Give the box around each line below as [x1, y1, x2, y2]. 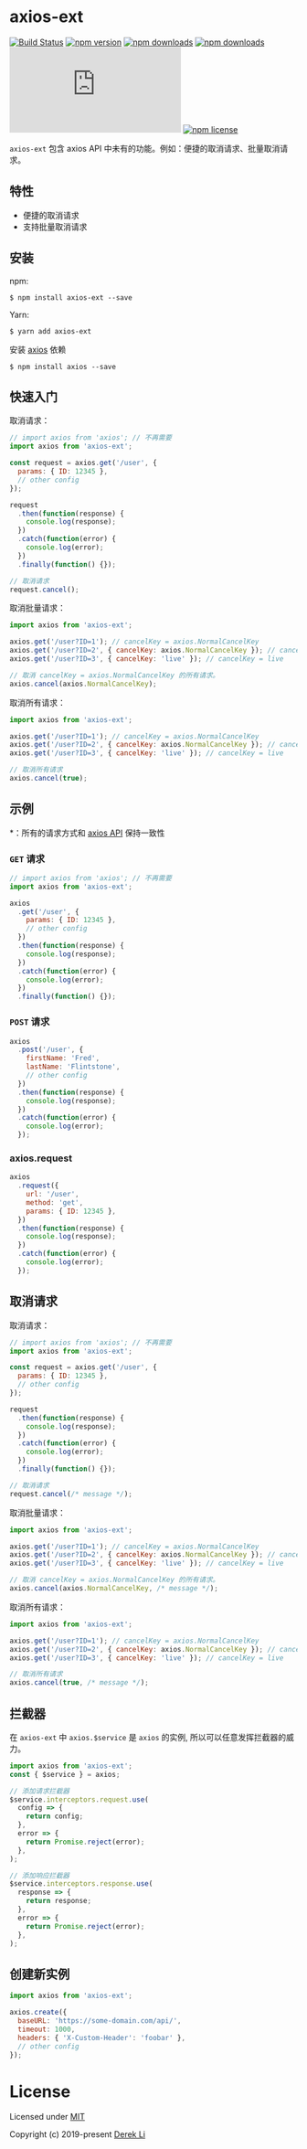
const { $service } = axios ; [9, 1770, 121, 1779]
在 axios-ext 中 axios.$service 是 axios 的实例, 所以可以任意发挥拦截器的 [9, 1731, 287, 1742]
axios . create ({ [9, 2008, 68, 2017]
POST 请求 [9, 1016, 50, 1028]
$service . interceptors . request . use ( [9, 1794, 149, 1804]
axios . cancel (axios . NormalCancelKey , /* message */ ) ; [9, 1584, 219, 1593]
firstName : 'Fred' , [26, 1054, 101, 1063]
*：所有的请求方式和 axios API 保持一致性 [9, 827, 165, 838]
